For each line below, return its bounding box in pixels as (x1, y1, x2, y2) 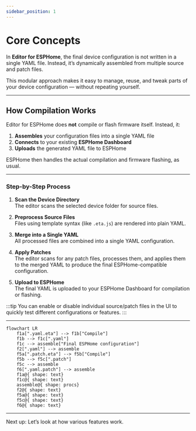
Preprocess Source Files (14, 213, 75, 220)
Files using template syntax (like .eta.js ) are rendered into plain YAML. (14, 220, 187, 227)
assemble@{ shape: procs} (16, 382, 80, 388)
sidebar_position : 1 (6, 8, 57, 15)
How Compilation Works (6, 105, 96, 115)
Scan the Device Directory (14, 196, 80, 203)
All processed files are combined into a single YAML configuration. (14, 237, 175, 244)
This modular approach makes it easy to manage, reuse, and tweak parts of (6, 77, 188, 84)
